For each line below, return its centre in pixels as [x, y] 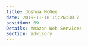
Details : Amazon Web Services [44, 28]
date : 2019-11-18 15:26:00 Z [43, 17]
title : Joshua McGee [32, 12]
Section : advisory [29, 34]
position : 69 [23, 23]
